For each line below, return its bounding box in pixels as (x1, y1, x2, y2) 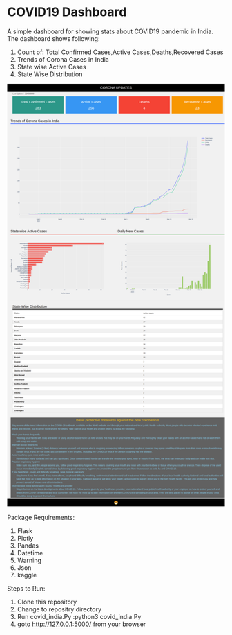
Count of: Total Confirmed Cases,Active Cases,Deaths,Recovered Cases (17, 48, 224, 56)
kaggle (17, 571, 37, 579)
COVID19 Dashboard (7, 4, 127, 20)
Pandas (17, 541, 39, 550)
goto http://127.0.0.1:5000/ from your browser (17, 620, 146, 628)
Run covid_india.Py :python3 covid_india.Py (17, 612, 142, 620)
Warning (17, 556, 41, 564)
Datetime (17, 548, 43, 557)
